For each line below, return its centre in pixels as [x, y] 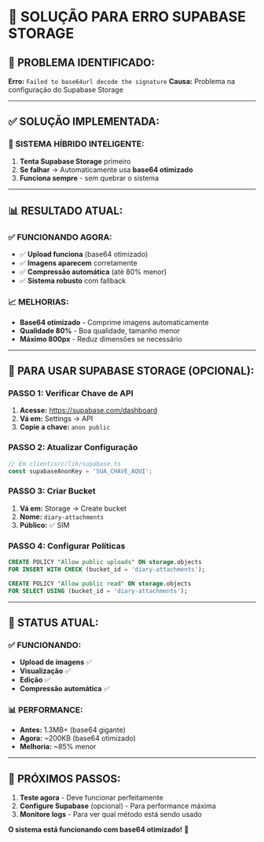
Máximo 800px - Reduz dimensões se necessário [101, 339]
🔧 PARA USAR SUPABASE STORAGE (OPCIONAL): [131, 371]
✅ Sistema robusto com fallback [73, 281]
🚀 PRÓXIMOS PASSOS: [64, 779]
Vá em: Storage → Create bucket [73, 508]
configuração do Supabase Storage [66, 90]
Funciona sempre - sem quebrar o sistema [89, 178]
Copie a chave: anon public [65, 427]
